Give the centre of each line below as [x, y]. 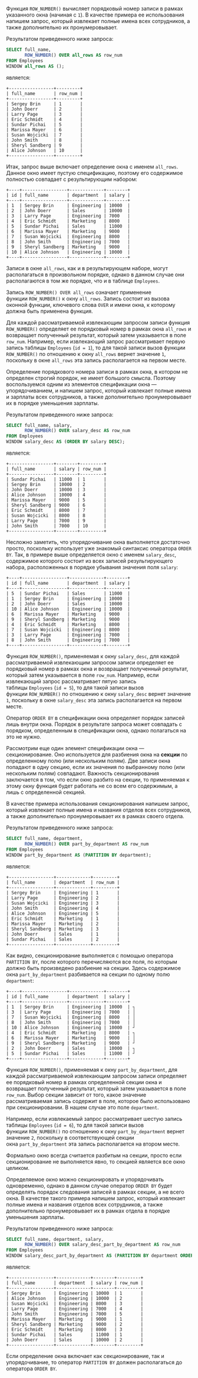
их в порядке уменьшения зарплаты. [52, 403]
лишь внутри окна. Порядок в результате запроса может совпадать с [94, 724]
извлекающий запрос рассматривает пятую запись [71, 681]
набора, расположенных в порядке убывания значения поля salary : [92, 567]
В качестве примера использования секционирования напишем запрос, [98, 804]
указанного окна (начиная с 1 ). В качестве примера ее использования [95, 15]
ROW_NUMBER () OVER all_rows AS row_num [73, 55]
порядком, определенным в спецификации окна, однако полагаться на [96, 730]
